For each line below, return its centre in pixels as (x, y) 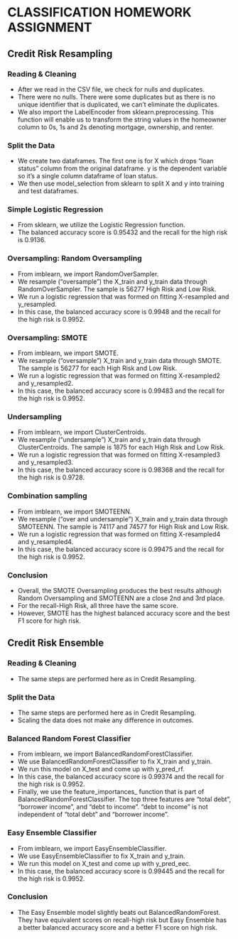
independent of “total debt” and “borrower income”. (93, 815)
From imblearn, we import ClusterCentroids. (82, 432)
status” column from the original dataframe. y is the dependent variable (122, 168)
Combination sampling (47, 496)
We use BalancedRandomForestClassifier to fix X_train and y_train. (115, 761)
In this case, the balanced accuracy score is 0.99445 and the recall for (121, 871)
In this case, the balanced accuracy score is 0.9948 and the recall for (119, 311)
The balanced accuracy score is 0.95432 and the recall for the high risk (123, 232)
